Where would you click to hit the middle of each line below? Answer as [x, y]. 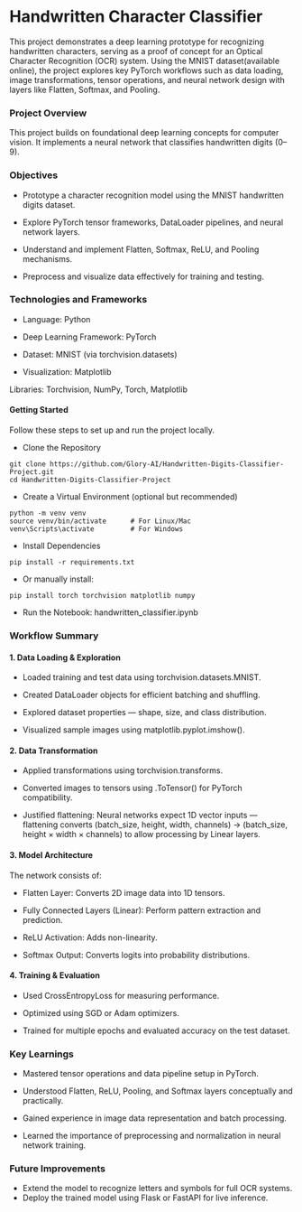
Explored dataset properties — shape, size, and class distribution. [145, 713]
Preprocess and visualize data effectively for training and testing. [143, 276]
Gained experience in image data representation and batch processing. [154, 1118]
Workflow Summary [54, 636]
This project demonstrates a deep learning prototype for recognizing [137, 42]
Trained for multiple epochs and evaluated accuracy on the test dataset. [156, 1030]
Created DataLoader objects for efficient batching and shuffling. [141, 695]
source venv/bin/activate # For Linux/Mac [101, 521]
